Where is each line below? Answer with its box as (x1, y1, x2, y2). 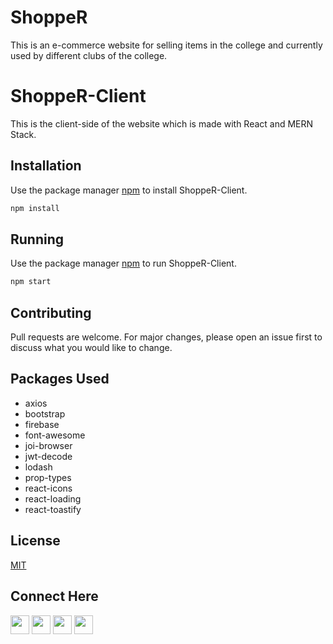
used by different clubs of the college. (10, 49, 168, 61)
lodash (24, 461, 53, 473)
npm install (10, 203, 60, 213)
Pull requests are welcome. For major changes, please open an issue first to (10, 331, 323, 343)
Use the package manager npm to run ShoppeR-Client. (10, 257, 237, 270)
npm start (10, 277, 52, 287)
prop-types (24, 471, 72, 483)
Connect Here (10, 588, 99, 605)
